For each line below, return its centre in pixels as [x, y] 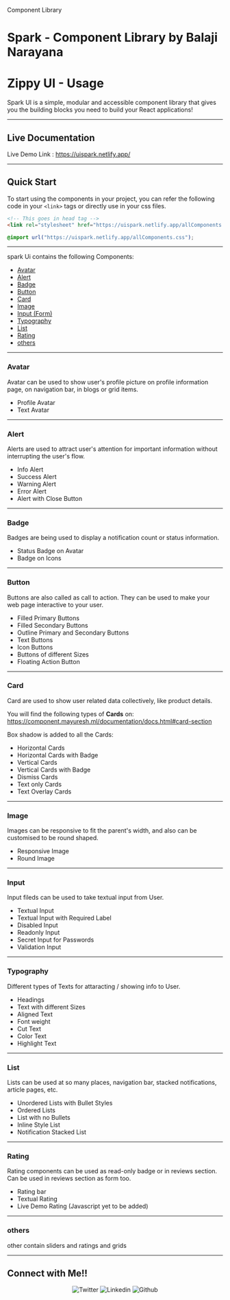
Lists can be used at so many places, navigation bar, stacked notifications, [112, 1083]
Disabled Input [37, 925]
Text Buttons [35, 639]
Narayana [35, 52]
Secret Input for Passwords [55, 940]
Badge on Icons [39, 559]
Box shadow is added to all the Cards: [61, 734]
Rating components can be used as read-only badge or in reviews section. [112, 1171]
